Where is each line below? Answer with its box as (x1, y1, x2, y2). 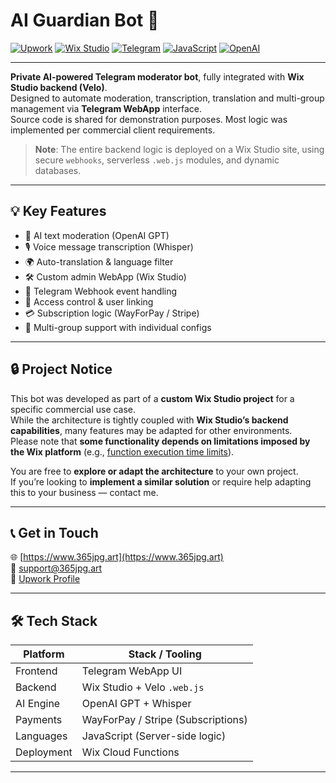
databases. (34, 164, 82, 176)
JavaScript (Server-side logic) (81, 729, 227, 743)
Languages (15, 729, 68, 743)
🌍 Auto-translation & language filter (24, 255, 174, 268)
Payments (15, 713, 63, 727)
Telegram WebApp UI (81, 664, 183, 678)
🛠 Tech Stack (10, 612, 98, 629)
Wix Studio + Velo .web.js (81, 680, 205, 694)
